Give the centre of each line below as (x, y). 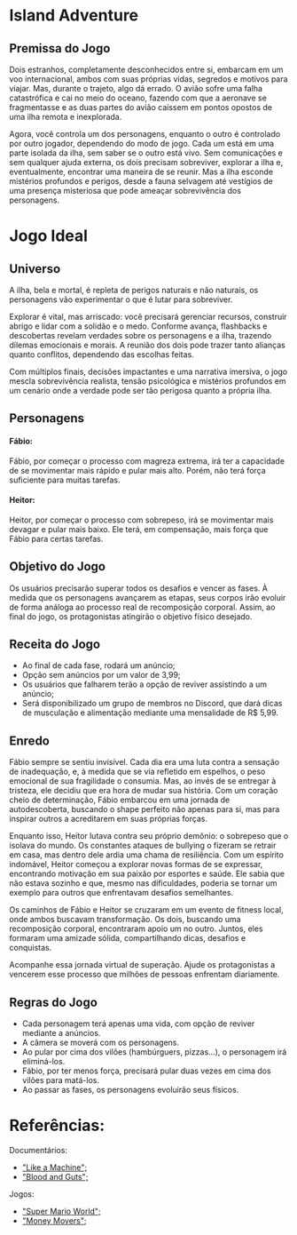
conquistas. (31, 948)
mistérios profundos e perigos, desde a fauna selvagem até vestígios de (141, 181)
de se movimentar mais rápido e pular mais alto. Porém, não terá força (137, 470)
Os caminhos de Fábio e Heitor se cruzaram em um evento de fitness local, (146, 910)
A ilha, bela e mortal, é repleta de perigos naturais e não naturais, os (134, 290)
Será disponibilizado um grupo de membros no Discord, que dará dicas (152, 704)
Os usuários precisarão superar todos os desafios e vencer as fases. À (139, 588)
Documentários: (39, 1150)
